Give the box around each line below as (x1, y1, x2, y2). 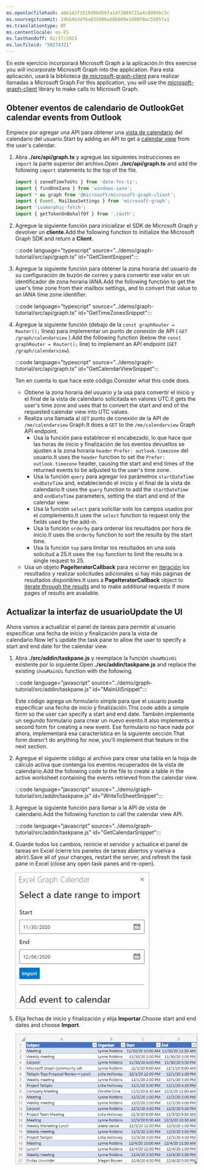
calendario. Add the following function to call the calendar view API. (15, 810, 183, 817)
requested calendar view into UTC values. (24, 408, 129, 415)
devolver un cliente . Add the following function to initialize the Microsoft (15, 228, 194, 236)
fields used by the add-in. (33, 518, 98, 526)
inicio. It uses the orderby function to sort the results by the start (33, 531, 193, 538)
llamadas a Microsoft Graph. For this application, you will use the (6, 79, 167, 86)
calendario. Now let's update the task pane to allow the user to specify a (6, 636, 186, 643)
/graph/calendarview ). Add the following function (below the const (15, 334, 182, 341)
